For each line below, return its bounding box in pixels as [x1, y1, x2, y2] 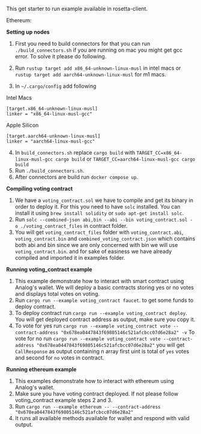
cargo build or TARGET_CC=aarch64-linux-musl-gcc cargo [55, 156, 196, 162]
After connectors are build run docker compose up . [14, 174, 139, 180]
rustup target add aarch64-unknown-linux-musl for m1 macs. [14, 71, 166, 78]
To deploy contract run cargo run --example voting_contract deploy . [14, 310, 188, 316]
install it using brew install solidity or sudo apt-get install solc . [14, 210, 184, 216]
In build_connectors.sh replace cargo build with [14, 149, 136, 156]
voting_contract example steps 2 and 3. [14, 397, 113, 403]
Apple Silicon [6, 121, 39, 129]
